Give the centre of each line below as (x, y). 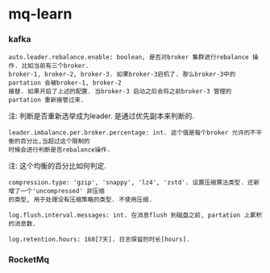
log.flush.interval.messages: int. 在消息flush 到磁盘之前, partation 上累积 (135, 215)
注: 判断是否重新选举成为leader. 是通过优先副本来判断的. (102, 116)
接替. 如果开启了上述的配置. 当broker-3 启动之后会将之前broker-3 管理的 (120, 92)
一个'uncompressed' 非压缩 (62, 191)
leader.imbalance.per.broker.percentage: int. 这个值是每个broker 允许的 (129, 133)
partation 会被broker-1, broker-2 (65, 83)
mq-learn (40, 14)
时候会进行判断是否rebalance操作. (60, 150)
